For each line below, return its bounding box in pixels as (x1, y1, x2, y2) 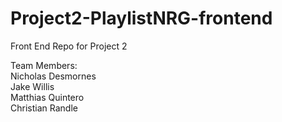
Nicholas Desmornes (10, 70, 97, 82)
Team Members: (10, 59, 78, 71)
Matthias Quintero (10, 91, 85, 103)
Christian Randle (10, 102, 78, 114)
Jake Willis (10, 80, 55, 92)
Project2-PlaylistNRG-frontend (10, 7, 273, 30)
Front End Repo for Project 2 (10, 40, 128, 52)
